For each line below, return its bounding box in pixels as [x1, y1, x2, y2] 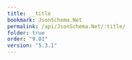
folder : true [7, 29, 45, 37]
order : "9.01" [7, 36, 49, 43]
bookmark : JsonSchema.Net [7, 17, 82, 23]
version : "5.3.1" [7, 42, 58, 49]
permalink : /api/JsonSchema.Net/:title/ [7, 23, 126, 30]
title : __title [7, 10, 51, 17]
